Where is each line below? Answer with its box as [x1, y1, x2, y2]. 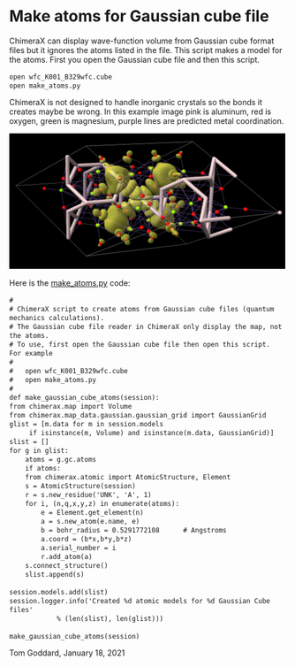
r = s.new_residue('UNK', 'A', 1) [25, 491, 152, 500]
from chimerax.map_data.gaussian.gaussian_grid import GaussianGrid [9, 411, 267, 420]
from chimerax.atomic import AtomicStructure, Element [25, 473, 231, 482]
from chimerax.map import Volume [9, 402, 132, 411]
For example [9, 349, 53, 358]
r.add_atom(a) [41, 553, 93, 562]
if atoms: [25, 464, 62, 473]
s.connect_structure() [25, 562, 109, 571]
